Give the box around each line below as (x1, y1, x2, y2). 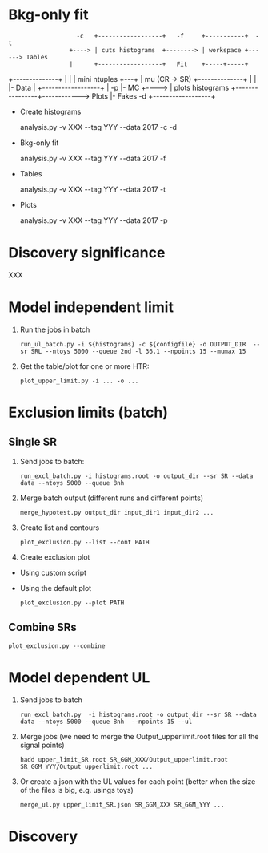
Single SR (8, 435, 58, 449)
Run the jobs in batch (19, 325, 90, 334)
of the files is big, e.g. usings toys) (19, 785, 134, 794)
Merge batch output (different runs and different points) (19, 493, 204, 503)
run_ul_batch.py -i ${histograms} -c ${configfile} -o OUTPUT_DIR (19, 340, 246, 348)
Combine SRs (8, 621, 78, 634)
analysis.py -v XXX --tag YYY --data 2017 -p (19, 215, 168, 225)
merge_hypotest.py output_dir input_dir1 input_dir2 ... (19, 508, 214, 516)
